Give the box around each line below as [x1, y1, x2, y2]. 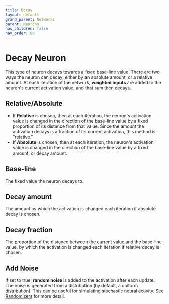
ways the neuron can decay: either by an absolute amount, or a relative [5, 74, 152, 80]
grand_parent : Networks [5, 17, 55, 22]
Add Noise [5, 264, 39, 272]
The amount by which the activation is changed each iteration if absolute [5, 206, 156, 212]
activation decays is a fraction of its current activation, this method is [12, 128, 156, 134]
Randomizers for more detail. [5, 293, 65, 299]
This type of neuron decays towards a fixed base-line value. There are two [5, 69, 160, 75]
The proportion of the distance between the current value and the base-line [5, 239, 162, 245]
